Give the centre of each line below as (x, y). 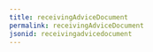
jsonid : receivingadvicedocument (71, 33)
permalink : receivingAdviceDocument (76, 26)
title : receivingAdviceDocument (69, 17)
